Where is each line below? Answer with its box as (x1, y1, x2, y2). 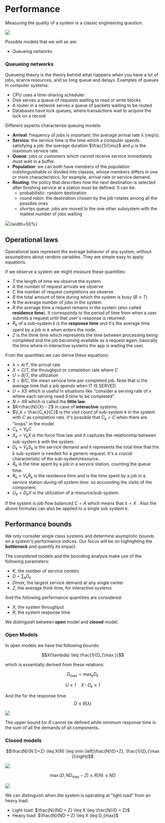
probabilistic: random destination (19, 190, 87, 196)
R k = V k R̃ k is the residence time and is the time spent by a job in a (12, 472, 146, 480)
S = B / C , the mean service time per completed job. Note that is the (12, 377, 148, 383)
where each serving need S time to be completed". (12, 393, 116, 399)
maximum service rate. (12, 148, 59, 154)
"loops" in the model (12, 420, 54, 426)
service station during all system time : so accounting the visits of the (12, 479, 152, 485)
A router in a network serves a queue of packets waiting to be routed (12, 102, 152, 108)
